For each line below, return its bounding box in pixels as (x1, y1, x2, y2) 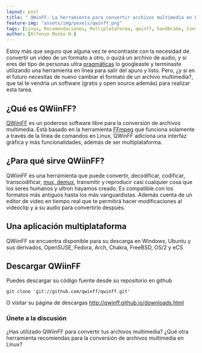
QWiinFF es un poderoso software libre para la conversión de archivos (6, 119, 181, 126)
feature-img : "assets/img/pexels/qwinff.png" (6, 20, 122, 26)
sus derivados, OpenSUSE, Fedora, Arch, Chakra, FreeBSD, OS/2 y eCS (6, 244, 183, 251)
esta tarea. (6, 86, 33, 93)
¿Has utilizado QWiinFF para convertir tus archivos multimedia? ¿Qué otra (6, 328, 189, 335)
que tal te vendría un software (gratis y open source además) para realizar (6, 79, 191, 87)
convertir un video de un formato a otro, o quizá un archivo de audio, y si (6, 54, 187, 61)
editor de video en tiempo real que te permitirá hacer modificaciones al (6, 197, 182, 204)
